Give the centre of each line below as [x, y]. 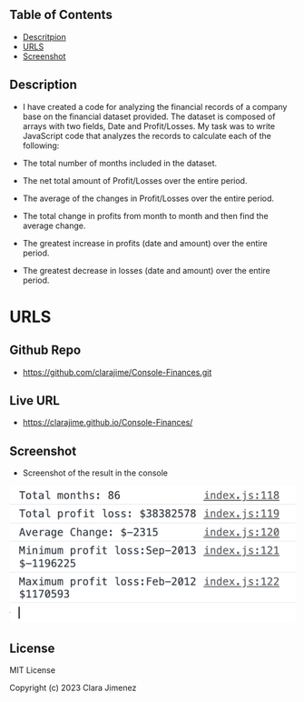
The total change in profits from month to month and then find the [146, 216]
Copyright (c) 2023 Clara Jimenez [73, 688]
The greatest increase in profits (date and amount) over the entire [145, 243]
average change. [54, 226]
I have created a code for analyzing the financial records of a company [155, 106]
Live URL [35, 401]
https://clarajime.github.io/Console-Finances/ [108, 423]
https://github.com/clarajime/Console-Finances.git [117, 372]
